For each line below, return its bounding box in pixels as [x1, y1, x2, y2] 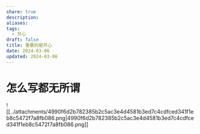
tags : [6, 25, 20, 32]
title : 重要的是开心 [6, 43, 52, 49]
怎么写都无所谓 [6, 81, 81, 95]
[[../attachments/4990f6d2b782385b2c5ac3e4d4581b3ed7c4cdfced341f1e [6, 108, 194, 115]
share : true [6, 8, 36, 15]
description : [6, 14, 39, 20]
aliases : [6, 20, 28, 26]
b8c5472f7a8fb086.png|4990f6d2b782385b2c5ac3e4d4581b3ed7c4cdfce [6, 114, 195, 121]
